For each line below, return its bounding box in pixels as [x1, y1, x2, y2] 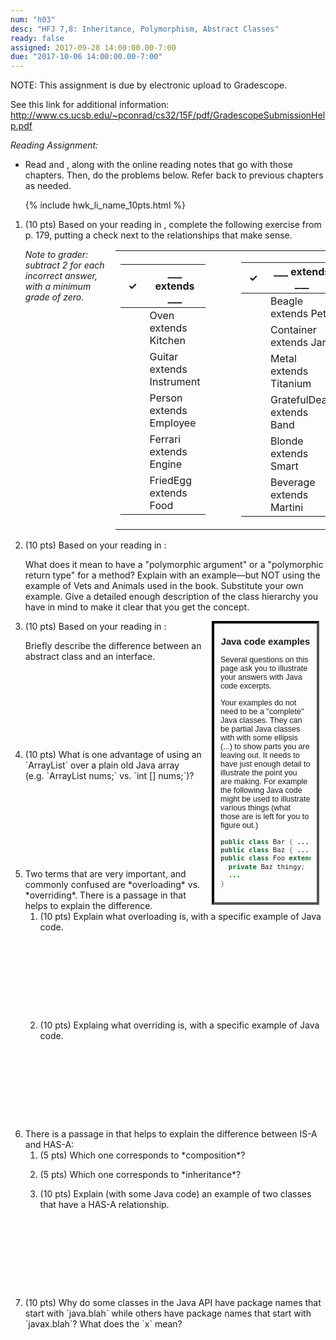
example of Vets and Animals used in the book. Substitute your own [24, 580, 304, 592]
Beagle [270, 294, 303, 308]
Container [270, 323, 317, 337]
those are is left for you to [219, 812, 310, 822]
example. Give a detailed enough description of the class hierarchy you [24, 591, 319, 603]
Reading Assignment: [10, 139, 99, 151]
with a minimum [24, 281, 92, 293]
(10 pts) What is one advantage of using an [24, 749, 202, 761]
